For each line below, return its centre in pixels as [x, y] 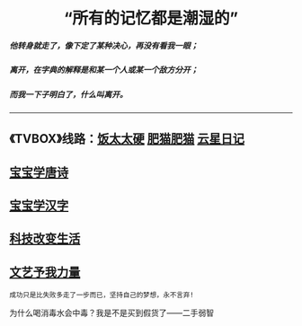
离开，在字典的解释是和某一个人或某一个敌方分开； [104, 70]
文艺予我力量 [45, 272]
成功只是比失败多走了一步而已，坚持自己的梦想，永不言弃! [102, 295]
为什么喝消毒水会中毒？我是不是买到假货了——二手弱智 [111, 313]
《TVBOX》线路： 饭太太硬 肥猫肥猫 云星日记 [127, 139]
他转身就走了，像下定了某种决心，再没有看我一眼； [104, 45]
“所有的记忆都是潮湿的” [151, 18]
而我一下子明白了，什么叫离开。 [68, 94]
